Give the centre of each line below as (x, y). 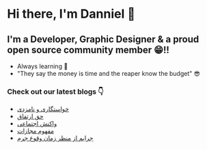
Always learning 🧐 (42, 66)
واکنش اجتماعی (37, 124)
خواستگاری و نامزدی (43, 109)
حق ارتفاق (30, 116)
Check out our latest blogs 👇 (55, 92)
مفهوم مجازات (36, 131)
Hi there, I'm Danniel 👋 (71, 14)
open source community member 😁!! (88, 50)
